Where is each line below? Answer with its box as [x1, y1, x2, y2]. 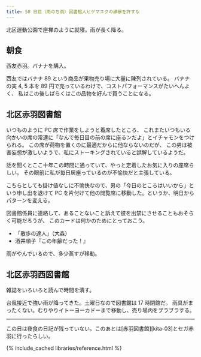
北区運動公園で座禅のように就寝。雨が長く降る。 [6, 26, 127, 33]
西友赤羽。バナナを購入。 [6, 62, 69, 70]
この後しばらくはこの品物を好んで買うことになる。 [28, 90, 154, 97]
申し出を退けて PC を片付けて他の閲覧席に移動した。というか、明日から [16, 190, 194, 197]
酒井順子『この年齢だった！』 [14, 238, 89, 245]
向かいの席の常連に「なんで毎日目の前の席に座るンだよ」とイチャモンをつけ [6, 134, 195, 141]
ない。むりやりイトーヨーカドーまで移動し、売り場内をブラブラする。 [22, 307, 195, 314]
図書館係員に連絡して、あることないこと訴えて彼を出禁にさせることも [6, 209, 178, 217]
